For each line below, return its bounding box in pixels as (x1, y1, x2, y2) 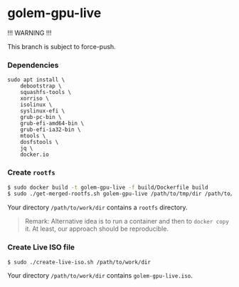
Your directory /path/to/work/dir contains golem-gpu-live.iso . (7, 271, 193, 279)
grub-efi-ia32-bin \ (20, 126, 81, 133)
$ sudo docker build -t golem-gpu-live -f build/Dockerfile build (7, 184, 208, 191)
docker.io (20, 151, 50, 158)
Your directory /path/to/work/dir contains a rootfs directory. (7, 203, 188, 212)
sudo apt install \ (7, 76, 65, 83)
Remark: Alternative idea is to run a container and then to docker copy (24, 217, 229, 226)
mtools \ (20, 132, 46, 140)
